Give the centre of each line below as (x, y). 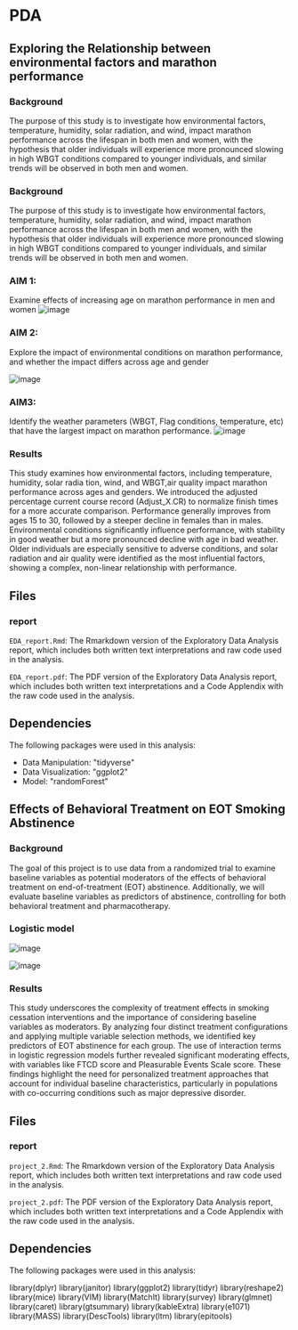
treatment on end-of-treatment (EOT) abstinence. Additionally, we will (137, 887)
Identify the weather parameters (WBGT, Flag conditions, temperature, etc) (147, 422)
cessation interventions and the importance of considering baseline (133, 1018)
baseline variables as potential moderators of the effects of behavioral (138, 877)
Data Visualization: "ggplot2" (75, 772)
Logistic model (42, 929)
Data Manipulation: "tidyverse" (78, 762)
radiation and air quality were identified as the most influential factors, (137, 558)
